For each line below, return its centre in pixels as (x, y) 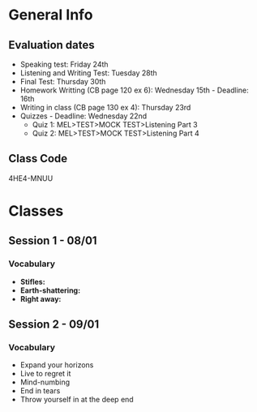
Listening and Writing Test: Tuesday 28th (89, 73)
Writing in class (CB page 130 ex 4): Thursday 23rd (105, 107)
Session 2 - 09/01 (54, 325)
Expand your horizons (57, 365)
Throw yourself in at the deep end (77, 400)
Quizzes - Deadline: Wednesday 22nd (84, 116)
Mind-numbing (45, 382)
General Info (51, 15)
